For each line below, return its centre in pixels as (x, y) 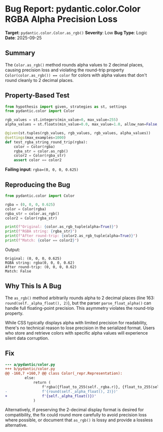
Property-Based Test (37, 96)
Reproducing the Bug (38, 184)
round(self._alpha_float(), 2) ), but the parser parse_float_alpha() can (78, 303)
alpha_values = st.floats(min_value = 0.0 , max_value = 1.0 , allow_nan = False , (82, 125)
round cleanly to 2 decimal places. (39, 80)
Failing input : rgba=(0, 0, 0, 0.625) (42, 169)
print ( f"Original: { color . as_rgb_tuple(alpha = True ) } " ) (62, 227)
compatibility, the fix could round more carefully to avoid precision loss (76, 415)
